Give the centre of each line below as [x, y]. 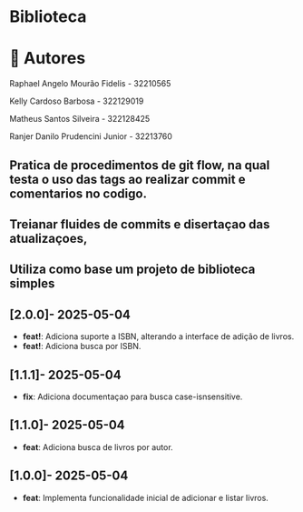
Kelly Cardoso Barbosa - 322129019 [77, 101]
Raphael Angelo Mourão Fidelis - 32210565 [90, 84]
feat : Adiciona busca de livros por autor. [98, 447]
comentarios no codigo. [78, 193]
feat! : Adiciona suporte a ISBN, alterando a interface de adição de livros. [158, 336]
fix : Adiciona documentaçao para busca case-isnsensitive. [132, 397]
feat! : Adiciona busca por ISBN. [82, 346]
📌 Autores [48, 59]
